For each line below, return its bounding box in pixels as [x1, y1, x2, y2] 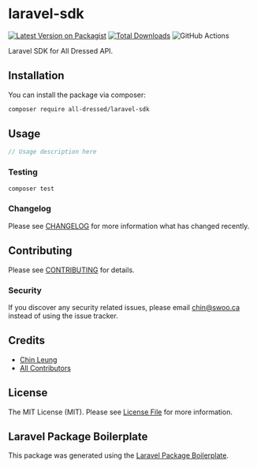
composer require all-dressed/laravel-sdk [8, 105, 150, 113]
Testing [8, 167, 38, 178]
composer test [8, 185, 55, 193]
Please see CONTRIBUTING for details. [8, 265, 136, 275]
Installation [8, 69, 65, 83]
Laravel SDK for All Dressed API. [8, 46, 114, 55]
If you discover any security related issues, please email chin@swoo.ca [8, 302, 240, 312]
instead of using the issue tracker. [8, 311, 118, 320]
